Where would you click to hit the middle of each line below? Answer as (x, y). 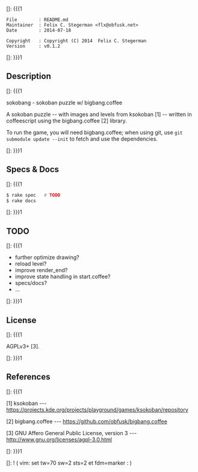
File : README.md (37, 20)
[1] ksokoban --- (26, 403)
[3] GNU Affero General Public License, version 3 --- (72, 433)
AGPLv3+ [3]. (23, 346)
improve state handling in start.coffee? (63, 276)
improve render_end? (41, 270)
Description (29, 76)
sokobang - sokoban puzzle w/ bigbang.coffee (64, 103)
